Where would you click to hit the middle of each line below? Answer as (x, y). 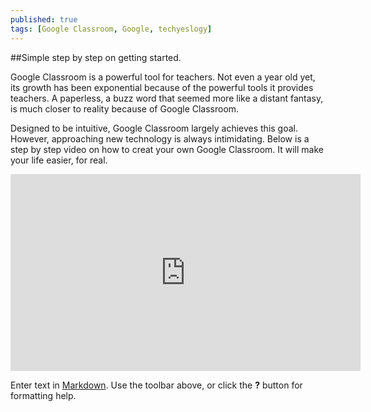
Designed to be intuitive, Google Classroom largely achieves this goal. (154, 128)
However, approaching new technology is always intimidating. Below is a (160, 138)
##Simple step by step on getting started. (96, 57)
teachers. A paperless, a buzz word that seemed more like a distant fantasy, (167, 98)
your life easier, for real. (59, 160)
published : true (44, 19)
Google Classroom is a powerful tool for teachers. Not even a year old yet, (163, 77)
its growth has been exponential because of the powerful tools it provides (162, 87)
